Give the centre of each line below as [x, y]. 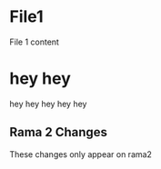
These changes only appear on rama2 [81, 154]
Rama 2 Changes [58, 132]
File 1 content [34, 42]
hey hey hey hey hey [48, 104]
